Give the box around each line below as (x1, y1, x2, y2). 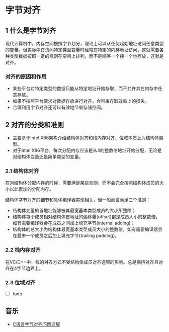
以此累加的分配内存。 (9, 186, 54, 192)
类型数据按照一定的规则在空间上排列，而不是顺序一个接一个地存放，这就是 (9, 53, 164, 59)
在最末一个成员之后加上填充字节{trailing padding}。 (12, 232, 120, 239)
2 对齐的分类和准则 (5, 120, 64, 129)
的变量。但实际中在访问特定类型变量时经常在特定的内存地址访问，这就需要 (5, 47, 159, 53)
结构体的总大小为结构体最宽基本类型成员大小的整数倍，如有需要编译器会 (12, 226, 162, 232)
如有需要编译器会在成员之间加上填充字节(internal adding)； (12, 220, 135, 226)
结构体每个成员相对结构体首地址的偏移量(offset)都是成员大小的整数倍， (12, 214, 160, 220)
